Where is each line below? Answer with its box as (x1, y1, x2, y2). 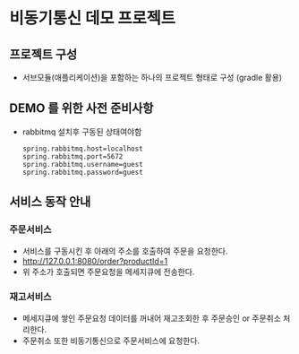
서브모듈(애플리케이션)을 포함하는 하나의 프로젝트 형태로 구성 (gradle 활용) (21, 73, 283, 82)
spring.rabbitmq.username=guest (21, 160, 143, 168)
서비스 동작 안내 (9, 194, 91, 210)
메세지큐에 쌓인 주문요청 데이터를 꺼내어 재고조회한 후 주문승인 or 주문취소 (21, 313, 282, 324)
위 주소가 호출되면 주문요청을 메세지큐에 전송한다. (21, 266, 195, 277)
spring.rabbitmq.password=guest (21, 168, 143, 177)
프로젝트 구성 (9, 47, 78, 62)
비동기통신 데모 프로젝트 (9, 8, 176, 29)
